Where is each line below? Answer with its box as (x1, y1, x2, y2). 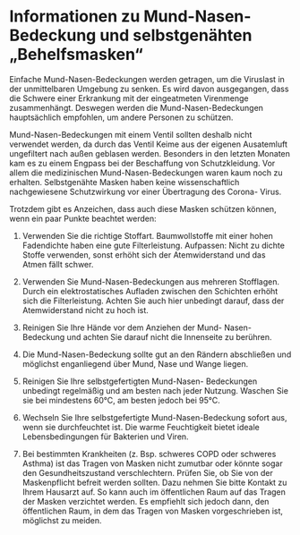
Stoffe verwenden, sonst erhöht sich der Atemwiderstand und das (21, 249, 266, 260)
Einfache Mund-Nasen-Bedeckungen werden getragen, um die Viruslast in (9, 73, 285, 84)
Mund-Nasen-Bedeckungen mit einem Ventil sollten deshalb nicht (9, 129, 253, 140)
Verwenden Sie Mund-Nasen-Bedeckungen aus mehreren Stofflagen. (21, 276, 280, 287)
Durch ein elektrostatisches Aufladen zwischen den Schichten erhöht (21, 285, 279, 296)
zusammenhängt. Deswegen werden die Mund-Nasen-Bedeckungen (9, 102, 264, 113)
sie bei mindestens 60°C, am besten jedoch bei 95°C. (21, 395, 221, 405)
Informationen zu (9, 6, 141, 27)
